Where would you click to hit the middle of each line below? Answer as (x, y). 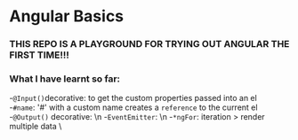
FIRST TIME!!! (39, 55)
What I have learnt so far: (65, 79)
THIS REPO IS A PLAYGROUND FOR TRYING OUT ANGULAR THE (149, 44)
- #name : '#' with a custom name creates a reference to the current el (133, 107)
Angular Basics (67, 16)
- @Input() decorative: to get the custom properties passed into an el (133, 98)
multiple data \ (36, 127)
